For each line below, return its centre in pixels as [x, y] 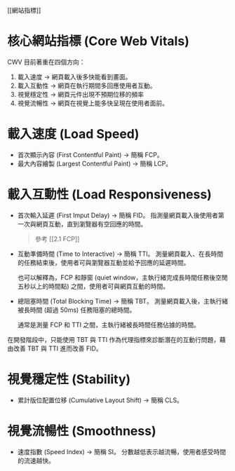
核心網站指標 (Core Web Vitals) [98, 41]
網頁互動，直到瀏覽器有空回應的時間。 [92, 224]
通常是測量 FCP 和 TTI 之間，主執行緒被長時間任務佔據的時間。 [108, 325]
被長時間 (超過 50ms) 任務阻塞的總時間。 [76, 310]
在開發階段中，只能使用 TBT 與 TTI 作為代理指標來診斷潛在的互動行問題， [114, 339]
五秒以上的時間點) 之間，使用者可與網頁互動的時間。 [93, 286]
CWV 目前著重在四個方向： [46, 62]
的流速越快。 [36, 460]
